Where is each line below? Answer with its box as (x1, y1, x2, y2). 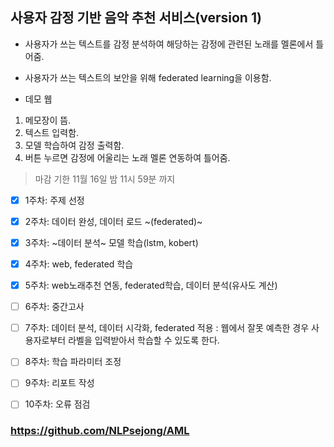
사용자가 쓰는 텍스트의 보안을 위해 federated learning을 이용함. (24, 71, 272, 83)
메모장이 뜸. (24, 114, 72, 126)
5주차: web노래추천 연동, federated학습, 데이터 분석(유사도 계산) (24, 279, 278, 292)
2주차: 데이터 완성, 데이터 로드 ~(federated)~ (24, 215, 203, 227)
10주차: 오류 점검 (24, 398, 91, 410)
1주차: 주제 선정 (24, 194, 85, 206)
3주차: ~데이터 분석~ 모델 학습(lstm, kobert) (24, 236, 199, 248)
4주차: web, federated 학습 (24, 258, 134, 270)
